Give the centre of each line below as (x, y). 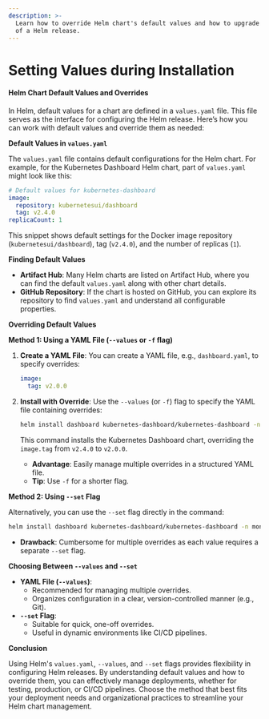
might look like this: (40, 175)
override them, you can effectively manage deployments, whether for (122, 681)
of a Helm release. (48, 30)
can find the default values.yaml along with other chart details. (123, 283)
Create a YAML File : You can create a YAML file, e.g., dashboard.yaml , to (139, 355)
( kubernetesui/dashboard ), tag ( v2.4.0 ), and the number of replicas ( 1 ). (125, 244)
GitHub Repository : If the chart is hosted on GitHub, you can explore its (138, 292)
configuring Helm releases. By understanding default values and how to (127, 672)
